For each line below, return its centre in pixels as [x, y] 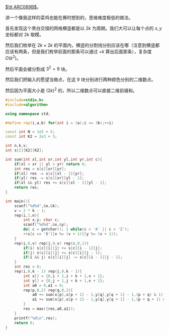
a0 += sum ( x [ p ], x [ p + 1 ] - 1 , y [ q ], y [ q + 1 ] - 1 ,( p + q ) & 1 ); [99, 295]
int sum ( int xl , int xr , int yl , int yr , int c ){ [54, 159]
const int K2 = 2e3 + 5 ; [31, 137]
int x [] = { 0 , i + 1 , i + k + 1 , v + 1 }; [64, 276]
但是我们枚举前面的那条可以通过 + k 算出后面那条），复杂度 [92, 52]
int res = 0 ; [28, 267]
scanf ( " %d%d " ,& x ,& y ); [46, 225]
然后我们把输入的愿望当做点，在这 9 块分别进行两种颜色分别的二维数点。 [80, 79]
